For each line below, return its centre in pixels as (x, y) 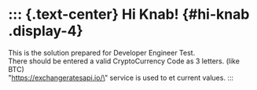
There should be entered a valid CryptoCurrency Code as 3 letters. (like (124, 61)
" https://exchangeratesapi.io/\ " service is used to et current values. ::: (121, 77)
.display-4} (46, 31)
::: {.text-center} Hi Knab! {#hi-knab (129, 14)
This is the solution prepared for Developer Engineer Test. (102, 52)
